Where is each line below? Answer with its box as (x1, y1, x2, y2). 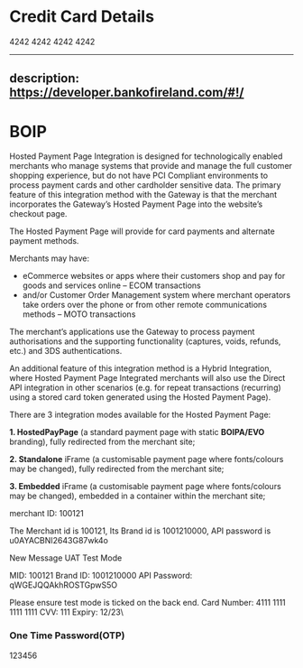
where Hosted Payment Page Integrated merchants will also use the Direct (9, 373, 286, 384)
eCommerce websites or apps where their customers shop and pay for (22, 271, 286, 282)
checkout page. (9, 209, 68, 219)
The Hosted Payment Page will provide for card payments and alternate (9, 226, 275, 237)
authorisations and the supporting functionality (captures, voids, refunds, (9, 336, 281, 347)
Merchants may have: (9, 253, 90, 264)
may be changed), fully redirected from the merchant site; (9, 463, 225, 475)
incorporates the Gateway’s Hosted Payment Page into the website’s (9, 199, 263, 209)
